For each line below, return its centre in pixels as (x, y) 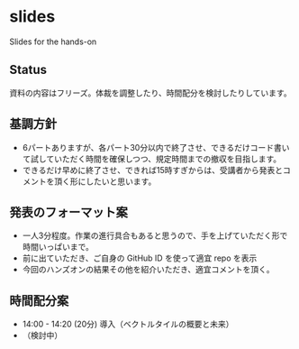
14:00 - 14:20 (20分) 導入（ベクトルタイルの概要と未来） (128, 324)
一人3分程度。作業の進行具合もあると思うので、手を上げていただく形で (155, 235)
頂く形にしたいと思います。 (105, 181)
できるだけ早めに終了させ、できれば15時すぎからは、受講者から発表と (153, 170)
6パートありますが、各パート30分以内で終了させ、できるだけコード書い (156, 147)
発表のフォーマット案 (68, 212)
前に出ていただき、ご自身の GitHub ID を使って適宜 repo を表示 (140, 258)
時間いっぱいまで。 (58, 247)
